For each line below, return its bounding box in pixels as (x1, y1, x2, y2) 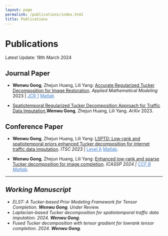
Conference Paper (5, 122, 63, 131)
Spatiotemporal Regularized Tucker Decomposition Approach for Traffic (12, 103, 160, 109)
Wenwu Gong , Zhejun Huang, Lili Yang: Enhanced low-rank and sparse (12, 156, 159, 162)
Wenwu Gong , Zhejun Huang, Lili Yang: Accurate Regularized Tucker (12, 82, 155, 88)
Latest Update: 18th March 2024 (5, 54, 71, 60)
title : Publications (5, 16, 48, 21)
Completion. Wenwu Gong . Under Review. (12, 204, 100, 210)
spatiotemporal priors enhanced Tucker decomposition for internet (12, 141, 150, 147)
